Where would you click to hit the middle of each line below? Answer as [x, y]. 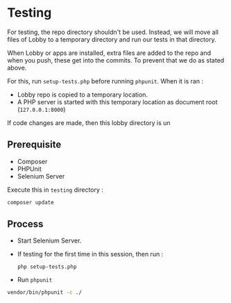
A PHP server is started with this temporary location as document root [117, 101]
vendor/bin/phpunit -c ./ [44, 293]
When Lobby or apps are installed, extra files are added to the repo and [109, 53]
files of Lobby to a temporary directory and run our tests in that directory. [112, 39]
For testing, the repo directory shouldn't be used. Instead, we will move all [113, 32]
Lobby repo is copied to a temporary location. [82, 95]
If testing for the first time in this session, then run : [90, 254]
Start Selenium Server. [49, 240]
